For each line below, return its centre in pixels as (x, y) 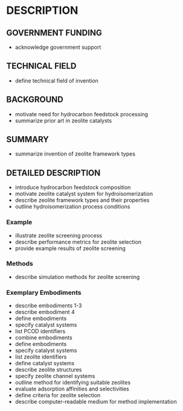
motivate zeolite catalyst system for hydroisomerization (84, 194)
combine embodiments (43, 337)
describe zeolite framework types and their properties (82, 200)
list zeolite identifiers (41, 357)
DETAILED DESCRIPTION (53, 173)
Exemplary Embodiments (44, 292)
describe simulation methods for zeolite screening (77, 277)
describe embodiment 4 (45, 312)
